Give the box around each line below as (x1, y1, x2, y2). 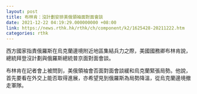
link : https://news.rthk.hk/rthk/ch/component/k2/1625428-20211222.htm (6, 25, 185, 31)
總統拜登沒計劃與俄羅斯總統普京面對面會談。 (6, 55, 114, 62)
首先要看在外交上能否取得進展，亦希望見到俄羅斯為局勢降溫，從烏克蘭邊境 (6, 75, 186, 82)
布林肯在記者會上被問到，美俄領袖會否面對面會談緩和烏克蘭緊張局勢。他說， (6, 67, 191, 74)
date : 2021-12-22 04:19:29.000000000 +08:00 (6, 19, 117, 25)
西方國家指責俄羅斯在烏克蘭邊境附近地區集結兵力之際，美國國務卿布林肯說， (6, 48, 191, 55)
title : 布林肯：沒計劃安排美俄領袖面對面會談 (6, 14, 104, 20)
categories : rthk (6, 31, 49, 36)
